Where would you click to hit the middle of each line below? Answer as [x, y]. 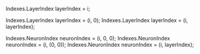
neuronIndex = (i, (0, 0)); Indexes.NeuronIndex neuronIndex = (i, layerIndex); [100, 45]
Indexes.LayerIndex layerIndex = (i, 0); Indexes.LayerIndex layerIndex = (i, [97, 20]
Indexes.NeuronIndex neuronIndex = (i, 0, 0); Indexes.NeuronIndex [88, 38]
